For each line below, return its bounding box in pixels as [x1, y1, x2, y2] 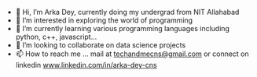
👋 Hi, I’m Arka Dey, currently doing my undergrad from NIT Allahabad [15, 8, 240, 16]
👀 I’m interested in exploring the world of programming [15, 16, 193, 25]
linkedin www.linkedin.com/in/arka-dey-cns [15, 61, 157, 69]
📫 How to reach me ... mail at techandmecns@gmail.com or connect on [15, 49, 249, 58]
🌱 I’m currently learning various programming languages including [15, 24, 230, 33]
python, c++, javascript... [15, 32, 97, 41]
